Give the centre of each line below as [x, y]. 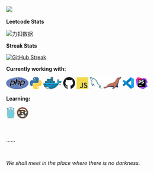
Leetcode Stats [25, 21]
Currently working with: [36, 69]
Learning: [18, 98]
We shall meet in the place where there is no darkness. [73, 163]
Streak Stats [22, 46]
